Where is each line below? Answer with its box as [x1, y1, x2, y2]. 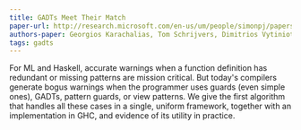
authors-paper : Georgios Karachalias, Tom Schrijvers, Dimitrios [9, 30, 258, 39]
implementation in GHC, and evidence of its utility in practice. [9, 110, 236, 121]
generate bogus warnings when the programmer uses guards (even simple [9, 82, 286, 92]
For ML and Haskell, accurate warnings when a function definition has [9, 63, 268, 74]
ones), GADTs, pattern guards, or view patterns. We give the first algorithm [9, 91, 286, 102]
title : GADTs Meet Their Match [9, 13, 126, 22]
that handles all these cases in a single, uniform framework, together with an [9, 100, 292, 112]
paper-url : [9, 22, 50, 30]
